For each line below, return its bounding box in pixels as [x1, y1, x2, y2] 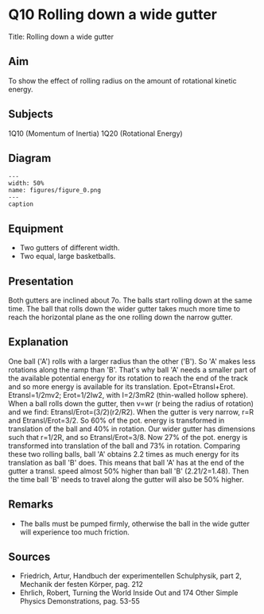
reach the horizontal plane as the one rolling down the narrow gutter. [8, 312, 233, 322]
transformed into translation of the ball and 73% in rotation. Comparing [8, 441, 241, 450]
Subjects [8, 107, 53, 121]
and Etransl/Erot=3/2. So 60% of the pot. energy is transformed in [8, 415, 225, 425]
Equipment [8, 222, 64, 235]
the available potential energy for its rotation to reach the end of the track [8, 373, 249, 383]
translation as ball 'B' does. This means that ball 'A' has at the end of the [8, 458, 245, 467]
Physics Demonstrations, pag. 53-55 [19, 597, 141, 606]
